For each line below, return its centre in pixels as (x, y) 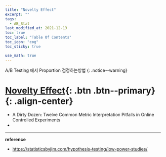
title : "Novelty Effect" (31, 10)
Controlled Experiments (36, 120)
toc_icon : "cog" (22, 42)
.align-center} (43, 101)
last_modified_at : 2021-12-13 (36, 28)
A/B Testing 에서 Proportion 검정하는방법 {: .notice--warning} (66, 70)
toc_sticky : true (23, 47)
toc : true (15, 33)
